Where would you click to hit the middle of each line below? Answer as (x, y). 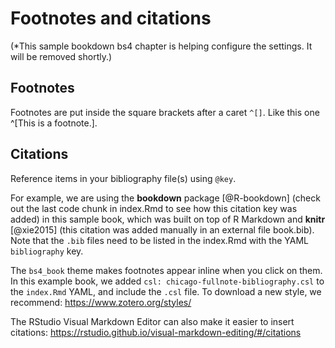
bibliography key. (47, 251)
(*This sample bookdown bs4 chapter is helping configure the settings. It (161, 46)
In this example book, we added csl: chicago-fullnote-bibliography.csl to (167, 281)
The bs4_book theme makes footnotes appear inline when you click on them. (166, 270)
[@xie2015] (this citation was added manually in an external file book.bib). (162, 229)
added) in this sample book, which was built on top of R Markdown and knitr (168, 219)
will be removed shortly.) (61, 56)
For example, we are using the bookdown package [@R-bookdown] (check (165, 198)
